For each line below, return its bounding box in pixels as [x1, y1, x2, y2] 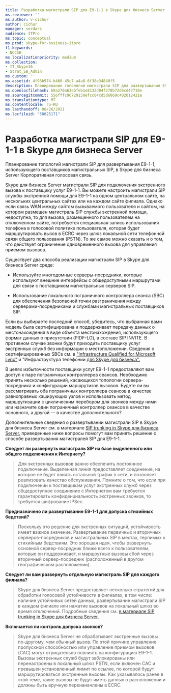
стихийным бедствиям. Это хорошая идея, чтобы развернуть [17, 540, 152, 546]
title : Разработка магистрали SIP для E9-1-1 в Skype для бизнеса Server [5, 7, 165, 13]
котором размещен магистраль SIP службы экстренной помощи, [5, 209, 148, 215]
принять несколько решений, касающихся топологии [5, 377, 122, 383]
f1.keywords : [5, 45, 33, 50]
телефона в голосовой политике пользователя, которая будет [5, 225, 140, 231]
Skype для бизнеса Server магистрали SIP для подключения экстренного [5, 182, 165, 188]
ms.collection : [5, 60, 38, 65]
